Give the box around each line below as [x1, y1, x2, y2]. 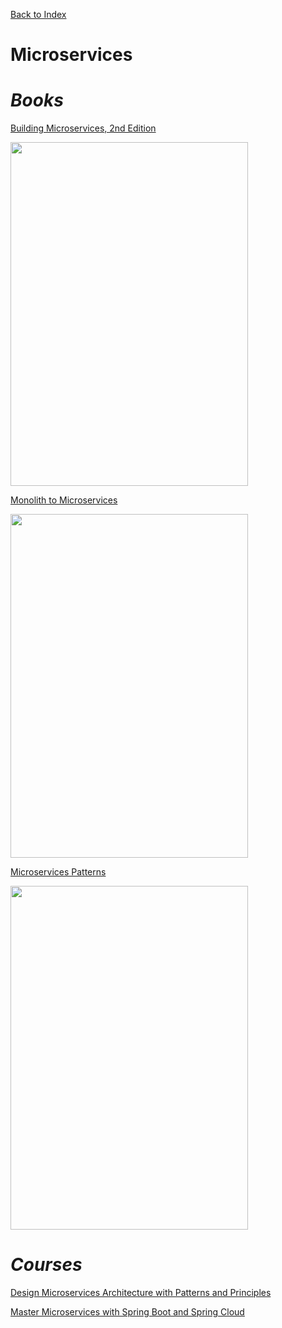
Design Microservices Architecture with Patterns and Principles [10, 1287, 272, 1299]
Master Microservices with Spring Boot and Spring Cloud [10, 1306, 245, 1318]
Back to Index [10, 9, 67, 20]
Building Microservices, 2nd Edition [10, 122, 157, 134]
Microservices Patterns [10, 866, 107, 878]
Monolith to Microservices [10, 494, 118, 506]
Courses [10, 1254, 83, 1276]
